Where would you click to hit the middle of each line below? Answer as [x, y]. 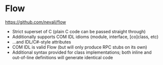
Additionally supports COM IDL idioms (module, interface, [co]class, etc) [85, 37]
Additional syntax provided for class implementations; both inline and [82, 52]
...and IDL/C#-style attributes [42, 42]
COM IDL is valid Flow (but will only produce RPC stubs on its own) [80, 47]
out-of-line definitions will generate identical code [63, 57]
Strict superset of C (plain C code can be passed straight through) [79, 31]
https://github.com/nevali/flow [35, 22]
